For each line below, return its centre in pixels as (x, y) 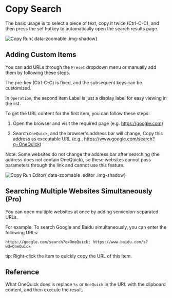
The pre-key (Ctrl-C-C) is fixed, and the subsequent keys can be (74, 82)
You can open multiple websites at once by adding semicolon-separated (82, 212)
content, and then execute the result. (44, 290)
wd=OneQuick (18, 246)
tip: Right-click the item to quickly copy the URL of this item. (69, 256)
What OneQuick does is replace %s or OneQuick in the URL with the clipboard (85, 284)
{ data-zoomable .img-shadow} (64, 39)
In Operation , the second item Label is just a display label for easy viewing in (86, 98)
